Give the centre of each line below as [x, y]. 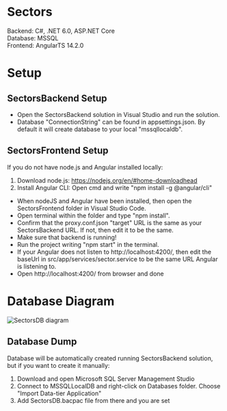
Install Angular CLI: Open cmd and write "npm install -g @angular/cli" [115, 187]
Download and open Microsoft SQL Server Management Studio [106, 379]
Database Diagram [61, 301]
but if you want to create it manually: [58, 365]
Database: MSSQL [33, 38]
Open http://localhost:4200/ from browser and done [90, 274]
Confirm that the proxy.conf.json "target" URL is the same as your [109, 222]
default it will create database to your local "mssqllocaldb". [100, 129]
